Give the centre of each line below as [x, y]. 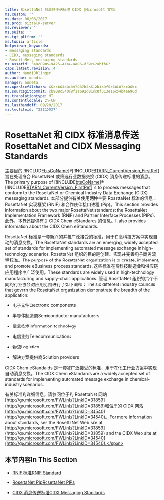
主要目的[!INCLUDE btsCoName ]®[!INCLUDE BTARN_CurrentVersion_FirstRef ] [82, 170]
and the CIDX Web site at [131, 433]
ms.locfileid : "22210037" [31, 110]
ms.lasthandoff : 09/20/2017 [34, 105]
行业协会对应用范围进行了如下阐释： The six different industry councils [84, 284]
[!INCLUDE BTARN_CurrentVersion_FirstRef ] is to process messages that [78, 187]
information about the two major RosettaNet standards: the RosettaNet [76, 210]
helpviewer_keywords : [27, 46]
